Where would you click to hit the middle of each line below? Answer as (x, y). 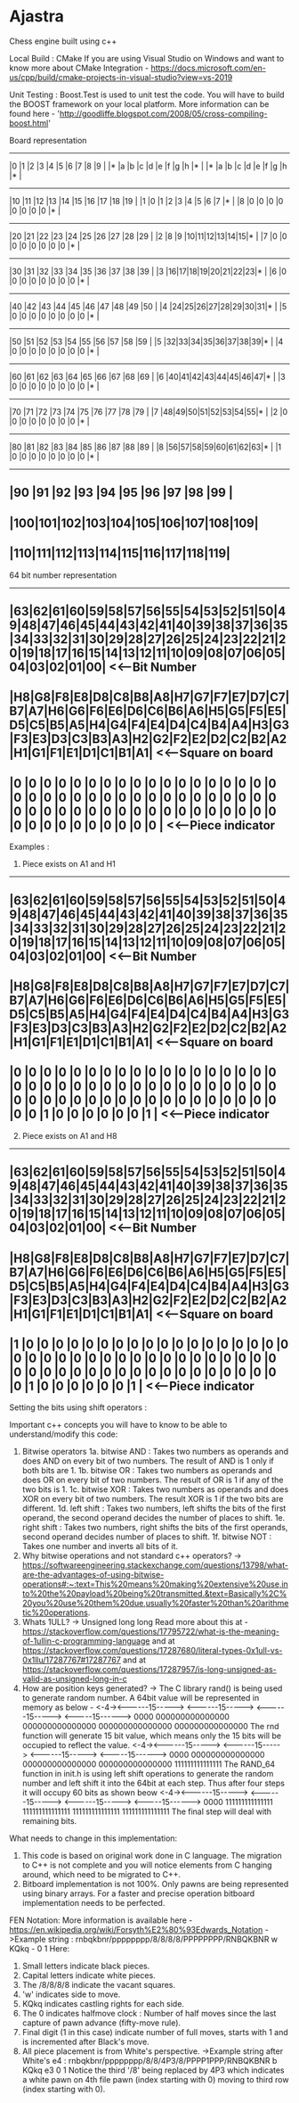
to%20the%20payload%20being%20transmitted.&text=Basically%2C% (154, 1594)
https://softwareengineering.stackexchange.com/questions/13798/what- (155, 1565)
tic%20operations (55, 1612)
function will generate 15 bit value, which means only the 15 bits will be (152, 1736)
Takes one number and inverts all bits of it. (100, 1546)
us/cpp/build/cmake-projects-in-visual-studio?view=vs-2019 (121, 77)
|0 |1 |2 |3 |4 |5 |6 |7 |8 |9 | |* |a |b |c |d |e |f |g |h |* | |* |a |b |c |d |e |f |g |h (148, 166)
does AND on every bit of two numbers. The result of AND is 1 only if (148, 1461)
